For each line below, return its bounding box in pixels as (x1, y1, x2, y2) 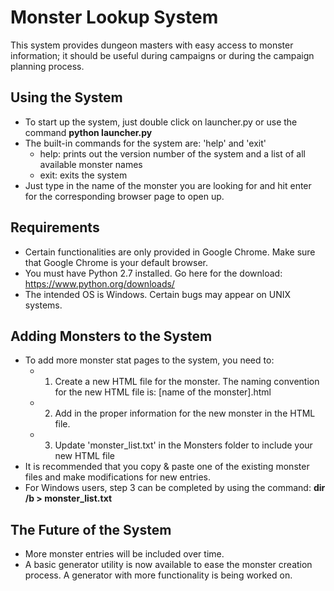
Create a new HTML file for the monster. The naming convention (54, 376, 320, 388)
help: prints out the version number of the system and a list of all (39, 147, 306, 160)
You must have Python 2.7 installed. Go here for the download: (24, 267, 283, 279)
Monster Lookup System (10, 6, 219, 29)
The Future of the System (10, 521, 172, 538)
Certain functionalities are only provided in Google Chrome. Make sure (24, 246, 316, 258)
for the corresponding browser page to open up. (24, 190, 225, 202)
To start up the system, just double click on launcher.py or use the (24, 116, 298, 128)
